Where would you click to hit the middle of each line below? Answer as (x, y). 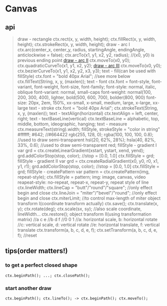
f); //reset (27, 235)
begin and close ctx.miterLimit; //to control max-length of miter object (89, 198)
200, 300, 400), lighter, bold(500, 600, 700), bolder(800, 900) (81, 97)
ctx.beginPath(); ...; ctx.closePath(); (48, 276)
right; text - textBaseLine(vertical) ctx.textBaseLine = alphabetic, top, (88, 119)
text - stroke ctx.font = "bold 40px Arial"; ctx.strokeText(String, (94, 108)
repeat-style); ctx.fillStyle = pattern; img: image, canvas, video (82, 177)
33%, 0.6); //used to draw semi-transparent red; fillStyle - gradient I (87, 145)
